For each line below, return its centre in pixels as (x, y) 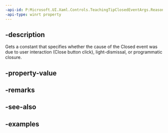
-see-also (21, 107)
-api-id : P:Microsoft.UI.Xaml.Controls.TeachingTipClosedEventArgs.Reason (85, 10)
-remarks (20, 90)
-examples (22, 124)
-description (25, 35)
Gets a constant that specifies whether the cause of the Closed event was (81, 47)
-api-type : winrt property (33, 14)
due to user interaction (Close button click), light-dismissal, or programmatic (84, 52)
